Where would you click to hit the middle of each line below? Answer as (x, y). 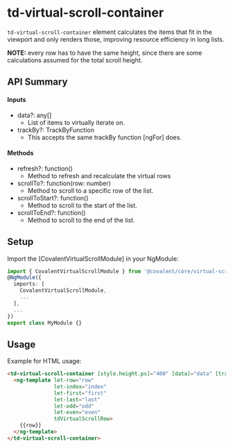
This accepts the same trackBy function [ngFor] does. (105, 137)
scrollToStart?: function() (53, 198)
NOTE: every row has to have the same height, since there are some (105, 53)
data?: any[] (34, 115)
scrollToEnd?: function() (51, 212)
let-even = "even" (77, 413)
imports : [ (29, 284)
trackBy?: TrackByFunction (56, 130)
